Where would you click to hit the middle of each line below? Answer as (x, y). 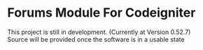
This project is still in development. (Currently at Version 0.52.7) (99, 32)
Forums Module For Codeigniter (101, 13)
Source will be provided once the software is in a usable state (96, 39)
